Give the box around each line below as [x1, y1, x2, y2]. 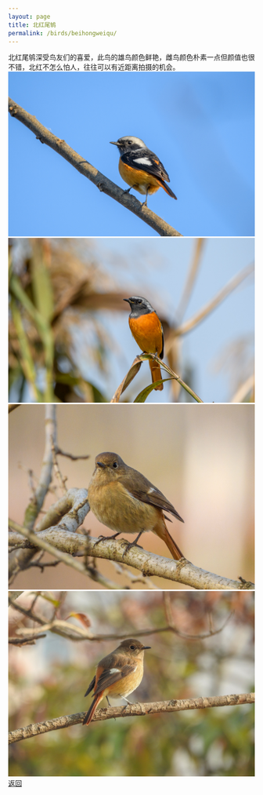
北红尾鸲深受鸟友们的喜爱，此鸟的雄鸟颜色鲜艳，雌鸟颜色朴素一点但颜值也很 [8, 53, 255, 62]
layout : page [8, 13, 51, 20]
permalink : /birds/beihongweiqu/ [8, 29, 117, 37]
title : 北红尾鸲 [8, 20, 56, 29]
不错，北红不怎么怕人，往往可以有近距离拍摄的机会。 [8, 63, 180, 72]
